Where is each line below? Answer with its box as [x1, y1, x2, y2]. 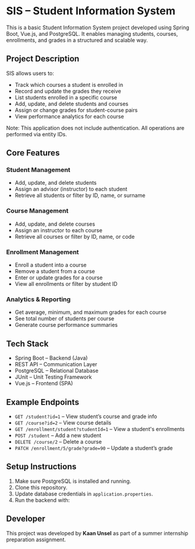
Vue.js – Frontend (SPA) [14, 380, 73, 387]
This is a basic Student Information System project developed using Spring [6, 24, 190, 31]
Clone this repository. [14, 484, 68, 491]
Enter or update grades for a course [14, 274, 103, 281]
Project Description [6, 54, 80, 64]
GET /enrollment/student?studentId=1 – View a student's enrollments [14, 425, 185, 432]
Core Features [6, 148, 60, 158]
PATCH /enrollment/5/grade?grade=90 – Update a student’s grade [14, 444, 174, 451]
